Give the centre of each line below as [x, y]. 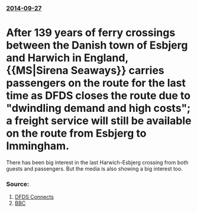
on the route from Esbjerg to [76, 134]
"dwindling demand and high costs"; [98, 108]
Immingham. [38, 146]
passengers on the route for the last [96, 83]
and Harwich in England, [67, 58]
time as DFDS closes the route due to [98, 96]
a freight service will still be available [99, 121]
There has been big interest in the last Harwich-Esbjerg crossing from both [97, 162]
